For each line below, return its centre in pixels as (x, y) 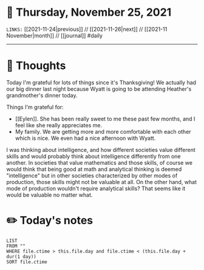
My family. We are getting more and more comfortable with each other (103, 131)
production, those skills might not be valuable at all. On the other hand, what (102, 182)
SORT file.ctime (27, 262)
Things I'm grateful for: (35, 107)
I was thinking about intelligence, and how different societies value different (101, 150)
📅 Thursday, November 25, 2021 (89, 12)
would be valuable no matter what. (49, 195)
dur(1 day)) (21, 257)
